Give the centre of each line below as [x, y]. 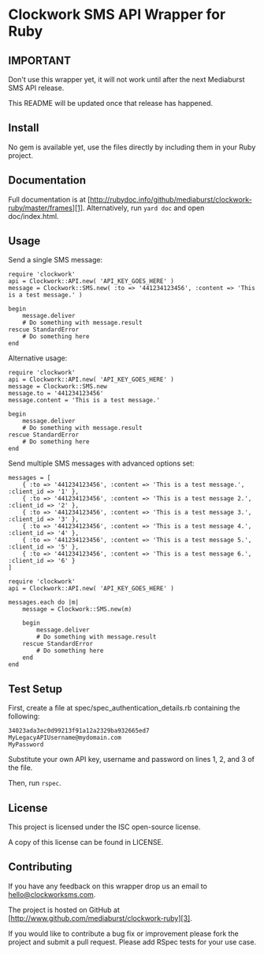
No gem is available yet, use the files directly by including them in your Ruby [132, 147]
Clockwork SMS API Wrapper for [117, 15]
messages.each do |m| [44, 602]
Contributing [40, 867]
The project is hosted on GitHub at [64, 910]
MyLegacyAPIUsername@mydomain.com [65, 738]
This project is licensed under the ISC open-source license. [104, 827]
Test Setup [35, 689]
